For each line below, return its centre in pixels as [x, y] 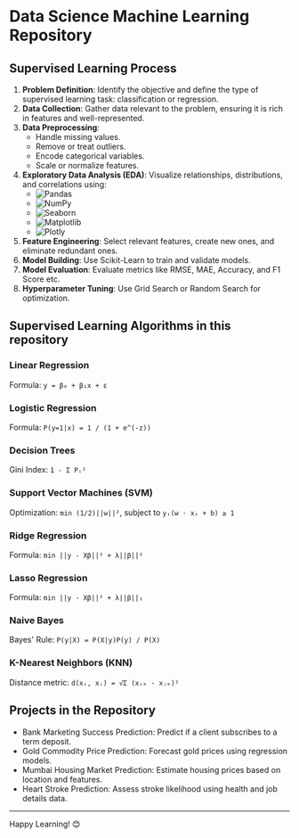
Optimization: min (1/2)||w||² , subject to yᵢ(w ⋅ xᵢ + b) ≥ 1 [122, 512]
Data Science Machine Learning [129, 16]
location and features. [62, 779]
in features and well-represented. [83, 118]
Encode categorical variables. [90, 156]
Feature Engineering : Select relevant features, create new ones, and [148, 241]
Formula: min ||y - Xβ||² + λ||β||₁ [77, 597]
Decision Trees [42, 450]
